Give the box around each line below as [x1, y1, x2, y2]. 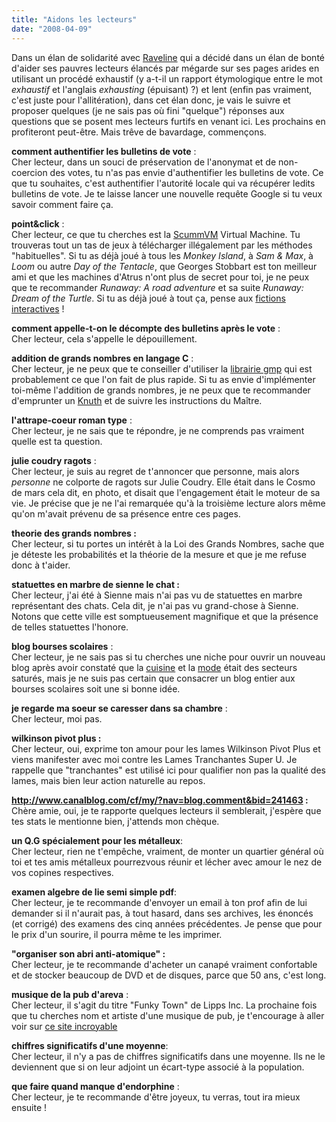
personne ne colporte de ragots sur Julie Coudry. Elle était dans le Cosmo [11, 476, 316, 488]
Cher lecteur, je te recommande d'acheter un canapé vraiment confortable [11, 958, 318, 970]
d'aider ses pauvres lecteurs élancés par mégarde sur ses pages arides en [11, 62, 320, 74]
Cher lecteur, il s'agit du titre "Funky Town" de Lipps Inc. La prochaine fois [11, 999, 318, 1011]
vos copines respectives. [11, 866, 114, 878]
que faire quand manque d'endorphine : [11, 1080, 180, 1092]
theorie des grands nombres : [11, 527, 137, 539]
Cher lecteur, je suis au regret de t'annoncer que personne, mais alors [11, 465, 300, 477]
